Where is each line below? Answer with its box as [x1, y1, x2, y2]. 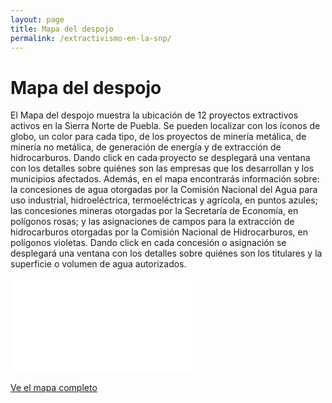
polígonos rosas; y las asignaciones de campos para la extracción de [10, 216, 295, 228]
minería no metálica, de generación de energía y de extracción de [10, 141, 282, 153]
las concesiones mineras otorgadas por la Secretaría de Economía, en [10, 205, 299, 217]
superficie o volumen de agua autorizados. [10, 258, 187, 270]
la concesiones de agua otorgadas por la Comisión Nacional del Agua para [10, 184, 318, 196]
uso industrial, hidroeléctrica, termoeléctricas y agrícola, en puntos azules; [10, 194, 318, 206]
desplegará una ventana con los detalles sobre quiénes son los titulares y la [10, 247, 323, 260]
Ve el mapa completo [10, 382, 98, 394]
